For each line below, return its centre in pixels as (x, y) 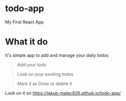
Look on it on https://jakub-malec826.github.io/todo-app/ (63, 93)
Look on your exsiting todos (45, 74)
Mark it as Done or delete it (44, 83)
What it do (26, 42)
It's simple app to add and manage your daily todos (57, 55)
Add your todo (32, 64)
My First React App (25, 22)
